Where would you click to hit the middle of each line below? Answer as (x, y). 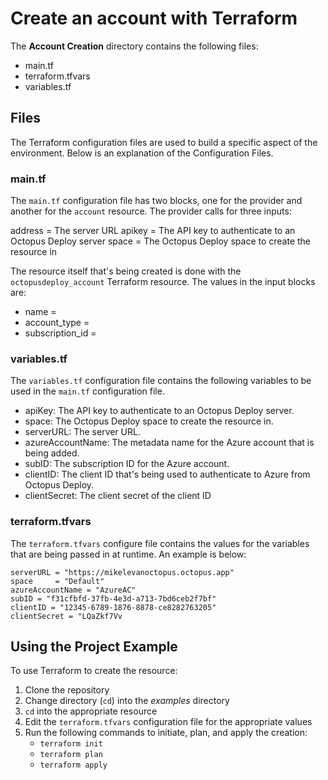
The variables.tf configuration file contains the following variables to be (161, 381)
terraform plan (71, 755)
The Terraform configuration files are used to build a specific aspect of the (164, 142)
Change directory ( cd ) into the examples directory (127, 701)
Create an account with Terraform (154, 18)
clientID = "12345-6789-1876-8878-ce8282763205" (113, 607)
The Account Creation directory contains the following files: (134, 46)
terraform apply (73, 765)
